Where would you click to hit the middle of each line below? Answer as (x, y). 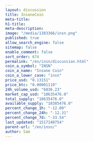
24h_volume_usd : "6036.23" (33, 89)
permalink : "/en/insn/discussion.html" (47, 61)
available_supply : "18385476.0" (39, 104)
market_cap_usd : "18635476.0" (37, 94)
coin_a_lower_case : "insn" (33, 76)
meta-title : (18, 19)
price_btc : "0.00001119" (31, 85)
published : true (22, 38)
